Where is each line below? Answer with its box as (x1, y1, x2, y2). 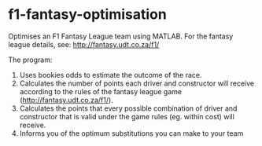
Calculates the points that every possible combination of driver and (19, 104, 238, 113)
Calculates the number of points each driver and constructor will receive (19, 78, 255, 88)
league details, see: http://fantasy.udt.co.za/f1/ (8, 39, 160, 49)
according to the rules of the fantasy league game (19, 86, 183, 96)
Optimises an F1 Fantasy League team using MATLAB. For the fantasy (8, 31, 234, 41)
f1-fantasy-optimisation (8, 5, 167, 24)
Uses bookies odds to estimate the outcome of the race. (19, 70, 202, 79)
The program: (8, 55, 53, 64)
